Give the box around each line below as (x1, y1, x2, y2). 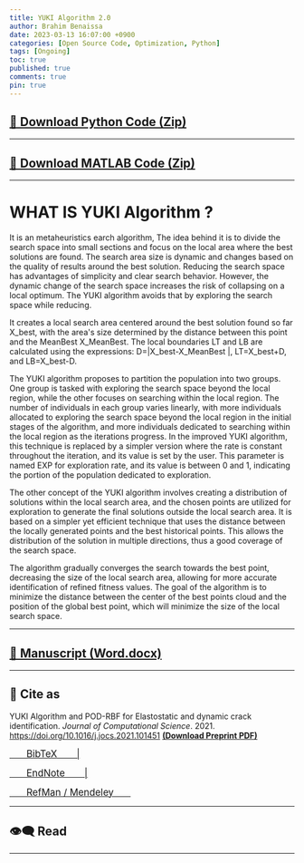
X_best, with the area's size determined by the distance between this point (9, 327, 288, 338)
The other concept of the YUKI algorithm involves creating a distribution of (9, 487, 288, 499)
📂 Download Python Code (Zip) (9, 114, 187, 130)
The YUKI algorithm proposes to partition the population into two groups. (9, 373, 281, 384)
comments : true (9, 73, 67, 82)
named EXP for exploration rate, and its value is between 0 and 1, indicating (9, 460, 291, 471)
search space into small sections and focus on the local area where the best (9, 242, 293, 253)
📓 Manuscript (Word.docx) (9, 645, 162, 661)
